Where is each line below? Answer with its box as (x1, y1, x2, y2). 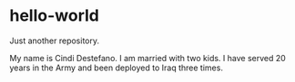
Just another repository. (9, 35, 100, 46)
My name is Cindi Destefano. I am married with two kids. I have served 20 (9, 52, 287, 63)
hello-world (9, 5, 100, 26)
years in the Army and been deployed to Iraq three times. (9, 62, 223, 73)
